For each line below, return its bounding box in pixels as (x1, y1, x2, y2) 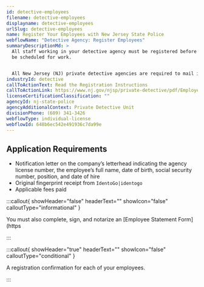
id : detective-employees (6, 9, 69, 15)
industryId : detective (6, 76, 64, 82)
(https (6, 223, 21, 230)
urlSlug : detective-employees (6, 26, 83, 32)
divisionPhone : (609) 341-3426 (6, 110, 86, 116)
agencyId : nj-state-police (6, 99, 75, 105)
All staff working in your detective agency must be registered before (12, 49, 197, 55)
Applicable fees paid (15, 186, 67, 193)
